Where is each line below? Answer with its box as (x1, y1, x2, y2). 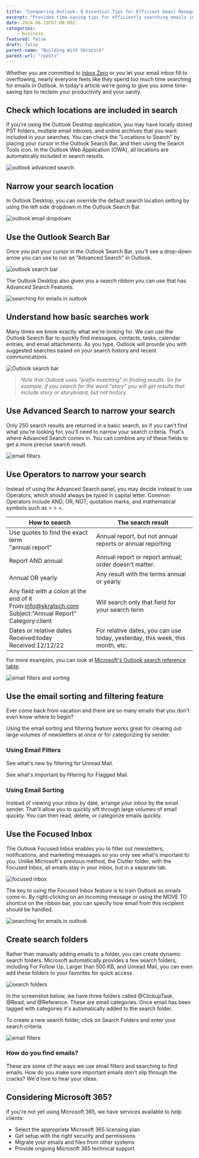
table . (6, 663, 20, 670)
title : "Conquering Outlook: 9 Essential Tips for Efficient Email (6, 8, 176, 15)
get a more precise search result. (6, 441, 87, 448)
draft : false (6, 42, 38, 48)
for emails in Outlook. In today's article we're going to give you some (6, 81, 174, 89)
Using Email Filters (6, 746, 61, 754)
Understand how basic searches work (6, 312, 149, 322)
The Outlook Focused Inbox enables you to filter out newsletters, (6, 844, 164, 852)
